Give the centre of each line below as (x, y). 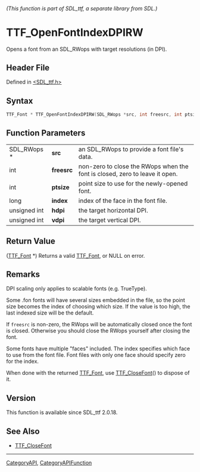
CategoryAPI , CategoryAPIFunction (49, 463)
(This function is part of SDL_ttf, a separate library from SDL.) (82, 8)
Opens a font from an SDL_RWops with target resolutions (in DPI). (87, 49)
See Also (23, 431)
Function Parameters (46, 133)
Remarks (23, 274)
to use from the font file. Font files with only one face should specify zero (96, 355)
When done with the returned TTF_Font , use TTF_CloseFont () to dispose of (98, 373)
